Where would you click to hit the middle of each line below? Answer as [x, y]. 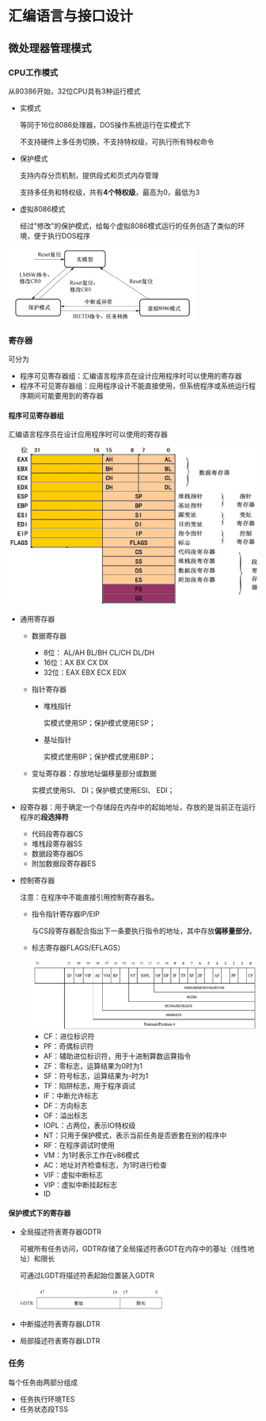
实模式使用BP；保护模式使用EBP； [100, 756]
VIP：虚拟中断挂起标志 [80, 1185]
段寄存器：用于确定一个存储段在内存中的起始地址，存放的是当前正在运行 [137, 807]
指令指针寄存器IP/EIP [66, 914]
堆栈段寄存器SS [57, 844]
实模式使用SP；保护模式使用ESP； [99, 723]
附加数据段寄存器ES [64, 863]
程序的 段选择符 [44, 817]
